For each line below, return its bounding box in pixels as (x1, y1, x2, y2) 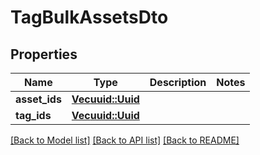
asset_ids (15, 92, 62, 106)
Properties (10, 46, 78, 63)
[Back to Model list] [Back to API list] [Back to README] (10, 134, 240, 146)
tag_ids (15, 109, 52, 122)
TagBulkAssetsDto (10, 6, 169, 29)
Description (149, 76, 207, 89)
